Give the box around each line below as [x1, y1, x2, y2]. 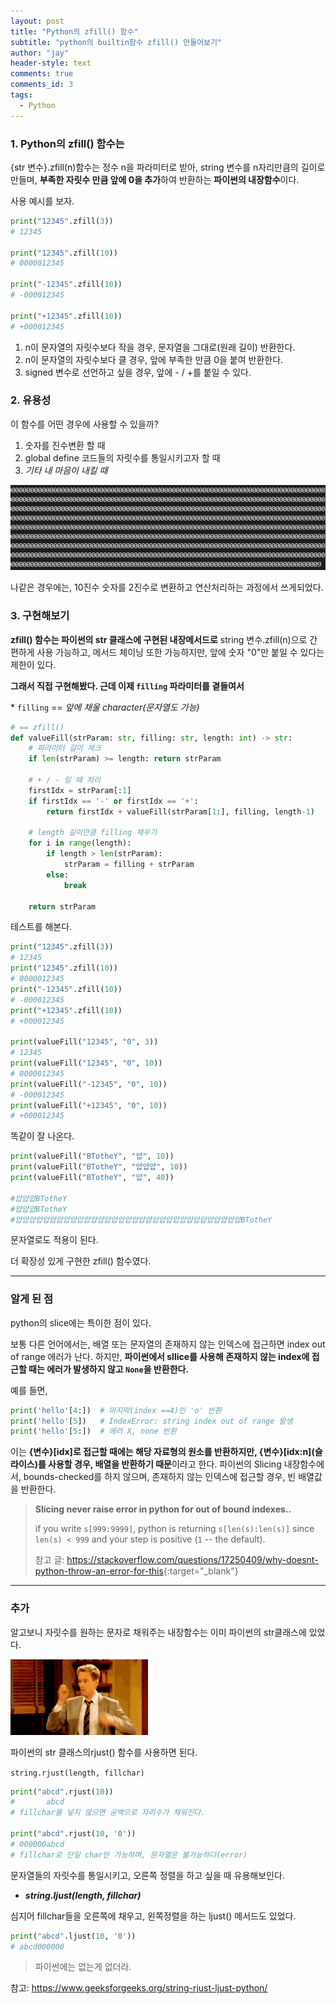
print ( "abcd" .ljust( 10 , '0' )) [10, 1931, 137, 1941]
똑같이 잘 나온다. [10, 1130, 75, 1142]
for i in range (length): [28, 838, 132, 849]
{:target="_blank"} [163, 1565, 239, 1577]
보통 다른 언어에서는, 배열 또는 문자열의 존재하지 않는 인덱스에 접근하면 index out [10, 1338, 326, 1350]
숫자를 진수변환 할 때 [24, 439, 106, 451]
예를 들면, [10, 1384, 48, 1396]
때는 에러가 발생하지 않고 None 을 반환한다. [28, 1363, 190, 1375]
